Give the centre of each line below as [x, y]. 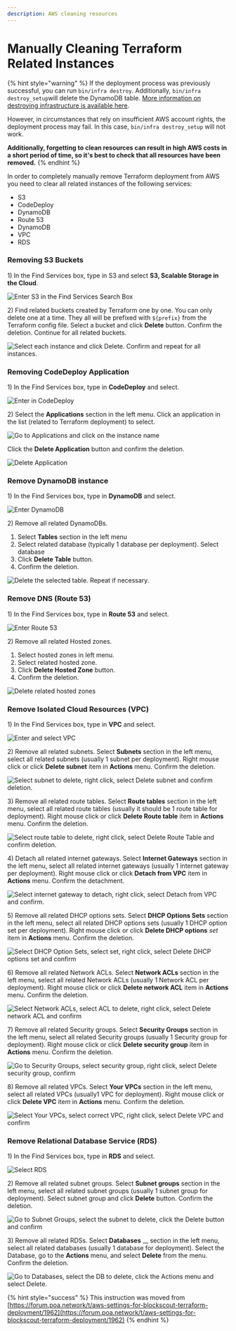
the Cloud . [23, 283]
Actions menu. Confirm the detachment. [66, 881]
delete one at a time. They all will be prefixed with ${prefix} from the [107, 318]
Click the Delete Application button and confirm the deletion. [96, 449]
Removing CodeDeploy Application [68, 372]
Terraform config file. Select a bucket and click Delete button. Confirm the [115, 325]
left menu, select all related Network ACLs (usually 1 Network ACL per [108, 980]
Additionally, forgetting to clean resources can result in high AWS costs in [117, 148]
